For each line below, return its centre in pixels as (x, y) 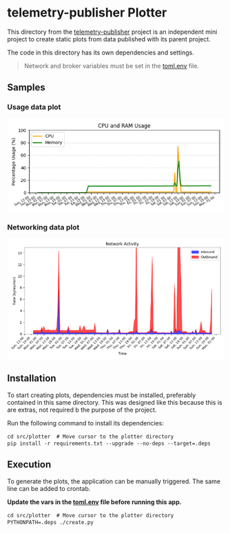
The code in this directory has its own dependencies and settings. (101, 52)
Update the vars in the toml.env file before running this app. (94, 502)
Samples (27, 88)
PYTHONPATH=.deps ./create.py (51, 522)
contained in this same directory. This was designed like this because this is (115, 402)
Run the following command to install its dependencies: (85, 423)
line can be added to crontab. (49, 488)
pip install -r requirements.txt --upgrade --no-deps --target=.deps (109, 443)
